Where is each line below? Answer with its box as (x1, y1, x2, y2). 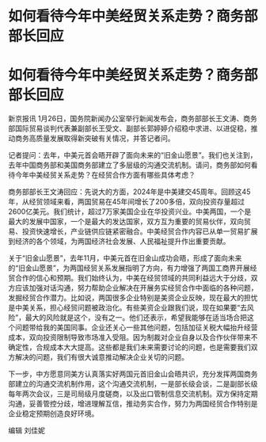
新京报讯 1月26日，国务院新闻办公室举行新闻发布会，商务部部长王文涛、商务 (8, 114, 257, 124)
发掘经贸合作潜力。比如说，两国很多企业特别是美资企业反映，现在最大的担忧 (8, 293, 258, 303)
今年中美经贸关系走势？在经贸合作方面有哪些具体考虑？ (14, 170, 196, 180)
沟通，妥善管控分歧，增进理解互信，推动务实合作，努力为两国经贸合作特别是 (8, 399, 258, 409)
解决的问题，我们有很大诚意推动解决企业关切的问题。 (14, 352, 188, 362)
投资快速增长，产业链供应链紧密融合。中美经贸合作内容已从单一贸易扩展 (21, 227, 258, 236)
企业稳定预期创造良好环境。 (8, 409, 99, 418)
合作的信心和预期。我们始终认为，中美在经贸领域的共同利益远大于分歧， (14, 273, 251, 283)
